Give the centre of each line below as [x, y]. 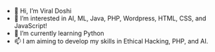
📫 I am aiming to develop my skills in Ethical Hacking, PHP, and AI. [111, 41]
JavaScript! [31, 26]
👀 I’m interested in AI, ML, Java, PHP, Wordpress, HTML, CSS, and [110, 18]
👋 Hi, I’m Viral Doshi [43, 11]
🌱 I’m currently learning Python [59, 33]
